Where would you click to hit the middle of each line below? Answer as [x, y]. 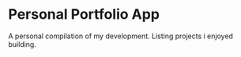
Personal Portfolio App [84, 14]
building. [23, 44]
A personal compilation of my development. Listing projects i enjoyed [120, 36]
